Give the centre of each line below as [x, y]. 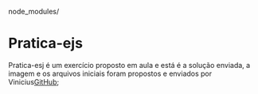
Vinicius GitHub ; [34, 81]
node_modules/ [34, 11]
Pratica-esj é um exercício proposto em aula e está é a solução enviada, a [129, 65]
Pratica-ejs [46, 43]
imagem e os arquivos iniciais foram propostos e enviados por [110, 73]
